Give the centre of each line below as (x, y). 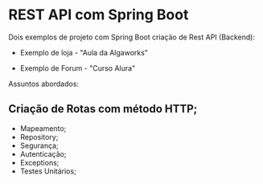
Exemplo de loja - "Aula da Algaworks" (84, 52)
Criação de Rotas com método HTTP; (103, 109)
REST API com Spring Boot (99, 15)
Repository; (39, 137)
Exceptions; (39, 162)
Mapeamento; (43, 128)
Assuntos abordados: (43, 84)
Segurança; (39, 145)
